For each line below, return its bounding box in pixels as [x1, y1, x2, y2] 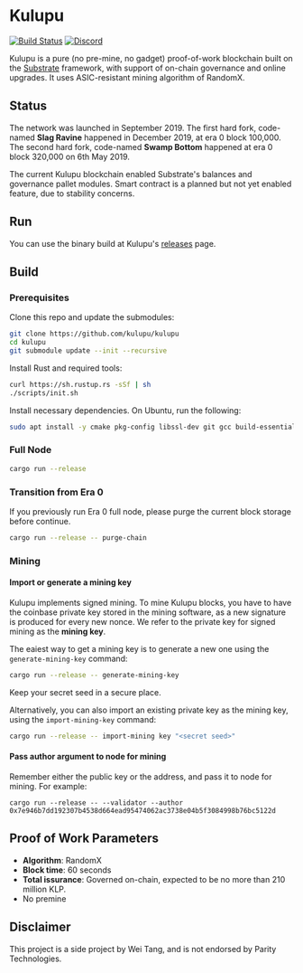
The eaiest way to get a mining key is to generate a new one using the [9, 643, 270, 654]
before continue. [9, 515, 71, 526]
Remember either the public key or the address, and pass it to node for [9, 770, 272, 782]
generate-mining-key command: [9, 653, 128, 664]
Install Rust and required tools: [9, 363, 123, 373]
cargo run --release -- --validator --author [9, 798, 183, 808]
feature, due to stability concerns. [9, 187, 135, 199]
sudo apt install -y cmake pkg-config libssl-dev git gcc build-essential [9, 422, 297, 431]
